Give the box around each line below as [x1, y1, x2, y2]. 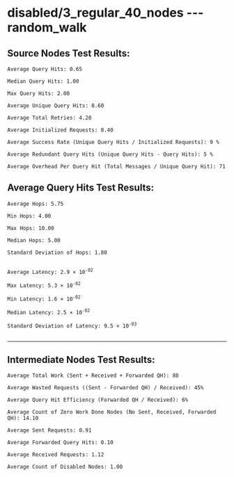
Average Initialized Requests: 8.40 [7, 127, 114, 134]
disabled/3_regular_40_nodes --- [7, 5, 204, 21]
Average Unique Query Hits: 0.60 [7, 102, 104, 109]
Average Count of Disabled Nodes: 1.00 [7, 464, 123, 471]
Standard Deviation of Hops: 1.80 [7, 249, 108, 256]
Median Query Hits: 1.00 [7, 78, 79, 85]
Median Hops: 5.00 [7, 236, 61, 244]
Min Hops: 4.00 [7, 212, 52, 220]
